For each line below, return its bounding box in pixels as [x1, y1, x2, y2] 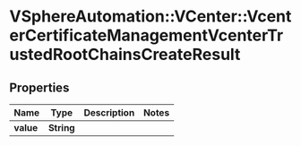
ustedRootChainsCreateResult [9, 45, 241, 64]
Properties [9, 80, 70, 95]
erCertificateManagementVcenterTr [9, 25, 284, 46]
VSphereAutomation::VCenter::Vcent [9, 6, 292, 27]
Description [83, 107, 135, 118]
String [47, 122, 75, 133]
